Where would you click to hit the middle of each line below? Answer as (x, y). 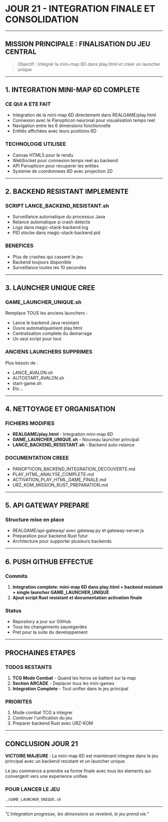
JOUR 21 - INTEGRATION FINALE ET (80, 9)
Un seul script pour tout (37, 339)
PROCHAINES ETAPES (40, 653)
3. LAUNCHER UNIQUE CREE (50, 288)
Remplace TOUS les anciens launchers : (46, 313)
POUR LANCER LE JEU (32, 789)
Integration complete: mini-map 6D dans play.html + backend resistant (87, 587)
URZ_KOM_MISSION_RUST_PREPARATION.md (60, 485)
